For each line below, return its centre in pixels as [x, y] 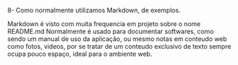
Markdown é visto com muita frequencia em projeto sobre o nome [104, 24]
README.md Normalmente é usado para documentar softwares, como [111, 31]
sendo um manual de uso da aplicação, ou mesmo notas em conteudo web [117, 39]
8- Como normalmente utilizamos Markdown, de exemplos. [94, 10]
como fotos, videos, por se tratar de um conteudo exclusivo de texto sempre [119, 46]
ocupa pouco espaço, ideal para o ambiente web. [80, 54]
